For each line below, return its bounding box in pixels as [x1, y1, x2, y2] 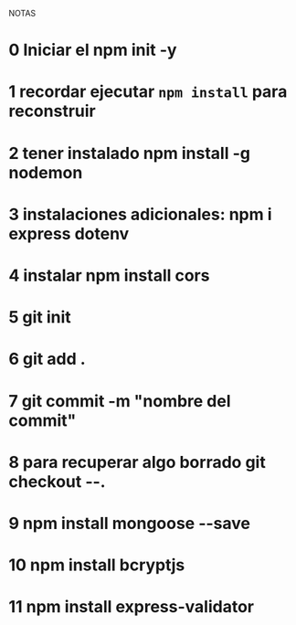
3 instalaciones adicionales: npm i [8, 204, 272, 225]
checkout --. [8, 471, 106, 492]
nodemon [8, 162, 83, 183]
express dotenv [8, 223, 130, 244]
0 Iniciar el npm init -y [8, 40, 177, 60]
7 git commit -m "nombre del [8, 390, 231, 411]
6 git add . [8, 349, 86, 369]
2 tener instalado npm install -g [8, 143, 250, 164]
